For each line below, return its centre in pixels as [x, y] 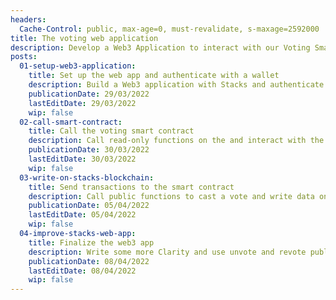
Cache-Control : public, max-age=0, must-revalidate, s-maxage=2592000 [169, 29]
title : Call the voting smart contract [111, 131]
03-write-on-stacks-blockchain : [87, 177]
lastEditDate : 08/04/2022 [82, 271]
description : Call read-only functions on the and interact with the [176, 141]
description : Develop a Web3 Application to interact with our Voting [160, 47]
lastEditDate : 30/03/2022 [82, 159]
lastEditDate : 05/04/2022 [82, 215]
